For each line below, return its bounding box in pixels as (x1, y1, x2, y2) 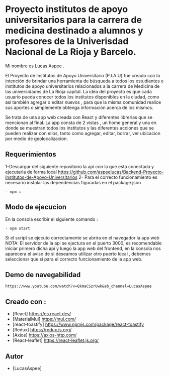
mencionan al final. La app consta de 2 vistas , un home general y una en (5, 119, 157, 126)
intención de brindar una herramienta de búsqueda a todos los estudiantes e (5, 78, 164, 84)
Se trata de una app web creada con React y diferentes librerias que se (5, 114, 152, 120)
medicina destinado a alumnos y (5, 25, 143, 36)
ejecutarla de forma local (5, 169, 57, 175)
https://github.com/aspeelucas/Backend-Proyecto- (57, 169, 164, 175)
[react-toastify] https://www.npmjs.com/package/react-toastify (12, 321, 144, 327)
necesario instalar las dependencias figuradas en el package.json (5, 179, 141, 185)
